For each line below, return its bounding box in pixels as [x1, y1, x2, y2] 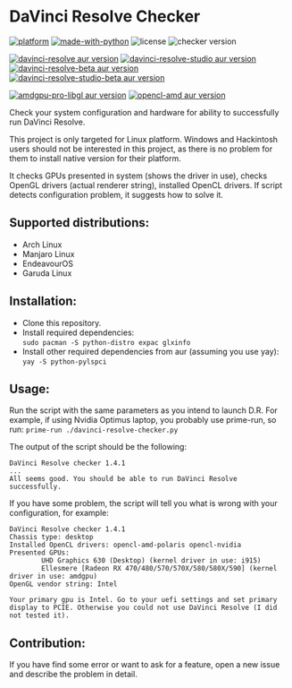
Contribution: [9, 635, 87, 650]
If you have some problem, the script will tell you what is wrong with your [9, 498, 279, 509]
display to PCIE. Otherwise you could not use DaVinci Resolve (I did [9, 603, 278, 613]
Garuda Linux [21, 267, 72, 279]
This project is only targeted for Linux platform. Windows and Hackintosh [9, 133, 279, 144]
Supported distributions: [9, 215, 150, 230]
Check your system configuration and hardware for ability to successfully [9, 107, 279, 117]
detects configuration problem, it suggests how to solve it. [9, 189, 223, 200]
